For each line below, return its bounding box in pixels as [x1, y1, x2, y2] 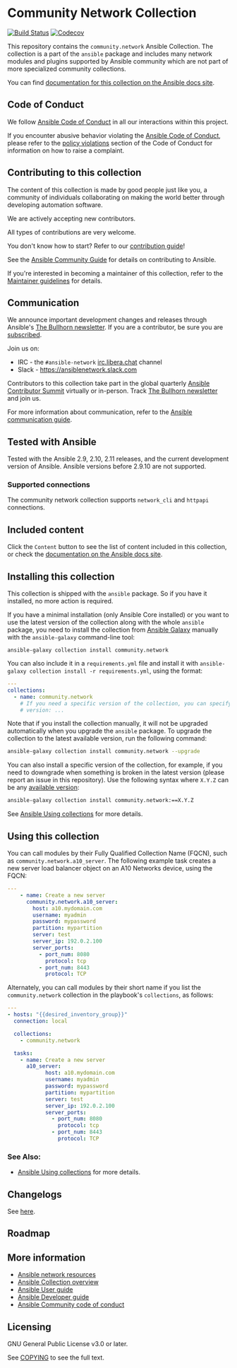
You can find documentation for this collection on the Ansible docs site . [7, 78, 215, 86]
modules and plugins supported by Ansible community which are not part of [7, 57, 229, 65]
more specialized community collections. [7, 64, 127, 73]
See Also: [7, 1152, 41, 1162]
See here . [7, 1207, 35, 1216]
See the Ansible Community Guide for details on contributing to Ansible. [7, 255, 217, 264]
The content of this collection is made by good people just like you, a [7, 185, 208, 194]
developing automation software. [7, 200, 104, 209]
